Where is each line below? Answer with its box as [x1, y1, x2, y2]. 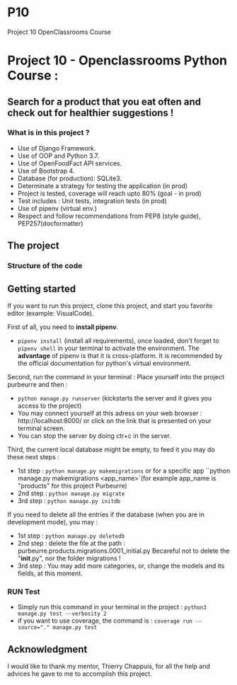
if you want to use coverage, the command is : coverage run [17, 616, 193, 625]
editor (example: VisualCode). [7, 309, 94, 317]
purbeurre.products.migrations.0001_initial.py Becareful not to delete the [17, 546, 230, 555]
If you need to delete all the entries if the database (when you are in [7, 510, 205, 519]
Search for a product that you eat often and [7, 96, 202, 108]
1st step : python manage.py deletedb [17, 531, 125, 540]
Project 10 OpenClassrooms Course [7, 28, 112, 36]
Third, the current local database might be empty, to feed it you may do [7, 445, 216, 454]
